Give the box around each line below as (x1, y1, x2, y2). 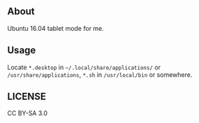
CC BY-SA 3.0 (7, 109, 47, 117)
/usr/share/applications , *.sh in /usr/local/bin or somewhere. (7, 70, 193, 79)
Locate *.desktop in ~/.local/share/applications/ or (7, 63, 161, 71)
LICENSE (7, 91, 47, 103)
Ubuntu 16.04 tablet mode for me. (7, 24, 105, 32)
